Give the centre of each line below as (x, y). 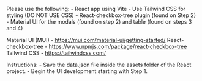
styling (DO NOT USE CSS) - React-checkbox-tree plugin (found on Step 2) (101, 15)
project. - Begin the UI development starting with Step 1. (77, 71)
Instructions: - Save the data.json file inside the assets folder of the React (99, 65)
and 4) (15, 28)
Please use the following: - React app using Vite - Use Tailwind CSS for (96, 9)
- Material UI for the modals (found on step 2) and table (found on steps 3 (99, 22)
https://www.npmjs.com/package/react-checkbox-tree (118, 46)
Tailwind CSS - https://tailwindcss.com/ (56, 53)
